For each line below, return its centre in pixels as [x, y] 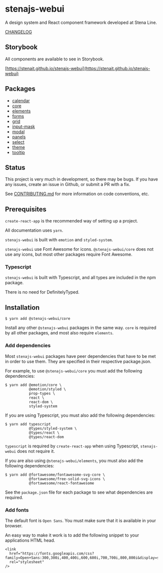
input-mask [24, 126]
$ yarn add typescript [28, 424]
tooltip [18, 152]
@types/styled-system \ [53, 428]
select [18, 142]
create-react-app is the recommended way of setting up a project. [72, 221]
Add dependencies [28, 346]
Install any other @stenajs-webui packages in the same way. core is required [81, 328]
